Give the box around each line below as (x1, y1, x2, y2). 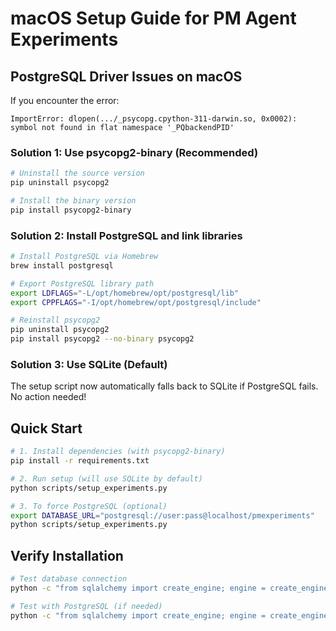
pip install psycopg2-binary (10, 205, 132, 215)
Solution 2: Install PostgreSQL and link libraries (10, 228, 243, 242)
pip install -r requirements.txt (10, 456, 150, 466)
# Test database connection (10, 574, 128, 584)
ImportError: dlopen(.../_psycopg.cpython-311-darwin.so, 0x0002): (10, 114, 298, 124)
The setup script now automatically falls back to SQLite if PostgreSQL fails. (10, 380, 319, 392)
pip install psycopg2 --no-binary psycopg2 (10, 334, 195, 344)
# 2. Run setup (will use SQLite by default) (10, 473, 203, 484)
